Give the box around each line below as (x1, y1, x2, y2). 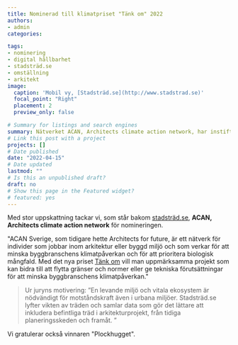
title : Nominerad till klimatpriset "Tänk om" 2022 (7, 10, 163, 18)
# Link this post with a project (7, 135, 106, 142)
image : (7, 82, 27, 89)
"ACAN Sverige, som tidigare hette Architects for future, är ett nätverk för (7, 234, 221, 243)
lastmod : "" (7, 168, 42, 175)
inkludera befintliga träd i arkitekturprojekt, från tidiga (24, 309, 181, 317)
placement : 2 (13, 102, 52, 110)
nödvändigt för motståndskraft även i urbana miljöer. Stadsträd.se (24, 293, 217, 302)
